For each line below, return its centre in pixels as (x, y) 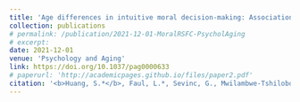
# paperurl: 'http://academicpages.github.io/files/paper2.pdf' (131, 75)
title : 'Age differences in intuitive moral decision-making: (127, 17)
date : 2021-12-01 (42, 51)
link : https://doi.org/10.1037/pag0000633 (89, 67)
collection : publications (57, 26)
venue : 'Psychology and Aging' (67, 59)
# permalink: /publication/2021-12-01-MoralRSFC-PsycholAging (127, 34)
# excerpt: (29, 42)
